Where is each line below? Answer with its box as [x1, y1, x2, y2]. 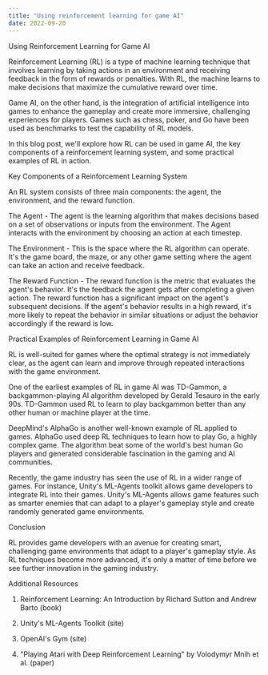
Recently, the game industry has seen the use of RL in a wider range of [8, 472, 242, 482]
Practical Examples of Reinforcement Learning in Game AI [8, 334, 199, 344]
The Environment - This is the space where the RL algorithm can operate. [8, 243, 250, 253]
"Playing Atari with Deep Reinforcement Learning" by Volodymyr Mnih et [19, 649, 259, 659]
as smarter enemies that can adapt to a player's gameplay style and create [8, 498, 254, 508]
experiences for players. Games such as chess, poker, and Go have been [8, 115, 250, 124]
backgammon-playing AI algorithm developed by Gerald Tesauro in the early [8, 390, 260, 400]
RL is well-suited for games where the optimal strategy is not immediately [8, 349, 250, 359]
